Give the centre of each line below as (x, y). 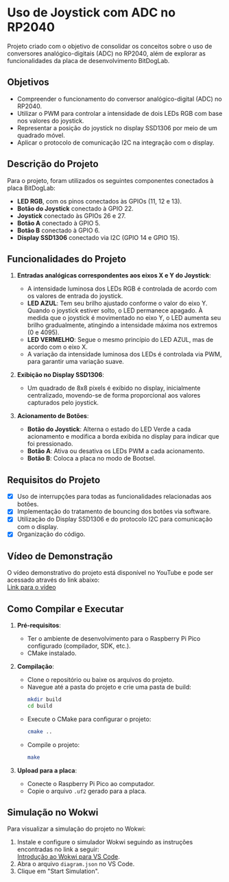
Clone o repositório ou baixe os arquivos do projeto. (100, 680)
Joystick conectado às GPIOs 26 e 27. (71, 216)
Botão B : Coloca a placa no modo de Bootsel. (92, 458)
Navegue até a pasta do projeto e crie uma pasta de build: (109, 687)
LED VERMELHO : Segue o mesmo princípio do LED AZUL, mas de (120, 340)
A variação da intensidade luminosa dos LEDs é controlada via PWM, (124, 354)
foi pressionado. (50, 444)
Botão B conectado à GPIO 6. (59, 230)
